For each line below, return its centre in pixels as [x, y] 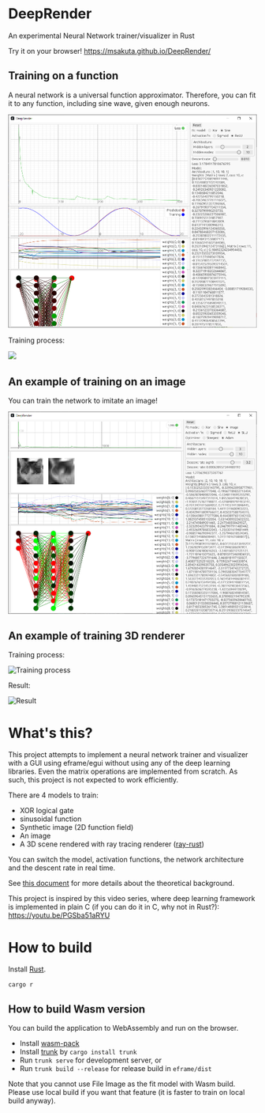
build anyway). [32, 1101]
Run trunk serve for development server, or [90, 1060]
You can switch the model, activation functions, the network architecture [126, 860]
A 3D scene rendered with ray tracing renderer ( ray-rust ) [112, 844]
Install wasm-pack [50, 1043]
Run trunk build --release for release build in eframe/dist [116, 1069]
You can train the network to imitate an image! [83, 401]
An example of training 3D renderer [97, 636]
